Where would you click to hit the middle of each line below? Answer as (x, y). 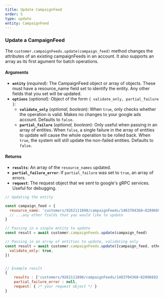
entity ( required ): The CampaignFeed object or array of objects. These (84, 83)
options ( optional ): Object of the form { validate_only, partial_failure (85, 99)
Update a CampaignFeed (35, 40)
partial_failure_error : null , (46, 282)
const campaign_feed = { (30, 206)
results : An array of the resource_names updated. (61, 167)
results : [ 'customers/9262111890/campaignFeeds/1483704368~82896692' (87, 278)
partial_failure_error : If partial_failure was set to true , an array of (83, 172)
